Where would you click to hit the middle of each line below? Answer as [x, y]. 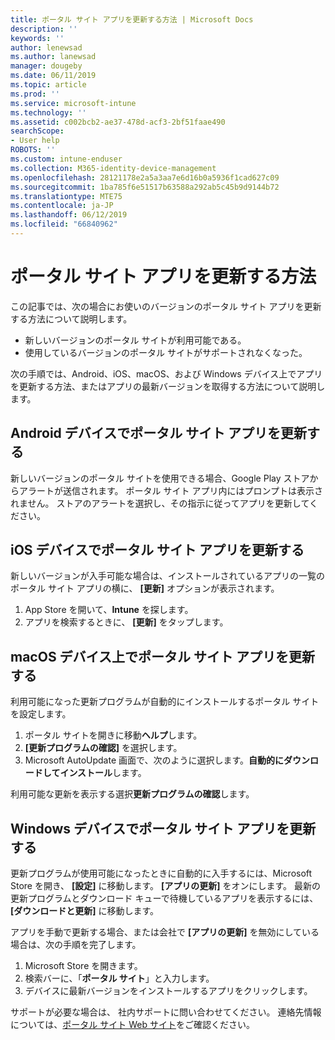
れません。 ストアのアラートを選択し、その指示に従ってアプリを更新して [160, 503]
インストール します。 [103, 773]
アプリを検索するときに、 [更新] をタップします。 [126, 622]
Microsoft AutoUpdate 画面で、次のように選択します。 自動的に [154, 760]
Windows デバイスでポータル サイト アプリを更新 [163, 828]
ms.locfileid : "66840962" [64, 224]
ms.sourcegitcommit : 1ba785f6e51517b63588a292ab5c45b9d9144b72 [145, 187]
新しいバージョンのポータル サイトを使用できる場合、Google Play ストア [160, 478]
